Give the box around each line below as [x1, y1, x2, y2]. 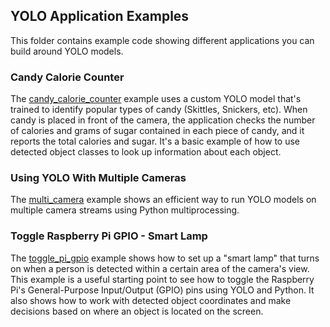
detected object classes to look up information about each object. [10, 146, 282, 158]
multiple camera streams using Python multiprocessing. [10, 204, 240, 216]
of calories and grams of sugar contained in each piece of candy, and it [10, 125, 305, 137]
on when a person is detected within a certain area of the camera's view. [10, 262, 310, 274]
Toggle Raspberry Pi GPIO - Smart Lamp [10, 229, 208, 243]
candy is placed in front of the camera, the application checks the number [10, 114, 316, 126]
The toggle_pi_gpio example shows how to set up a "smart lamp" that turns [10, 252, 320, 264]
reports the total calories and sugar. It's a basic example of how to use [10, 135, 301, 148]
